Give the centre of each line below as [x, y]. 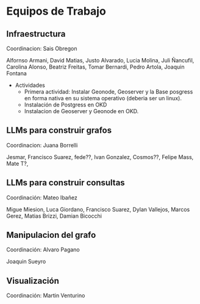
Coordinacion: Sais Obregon [42, 48]
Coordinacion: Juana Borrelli [42, 145]
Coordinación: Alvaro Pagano [43, 250]
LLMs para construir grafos [59, 131]
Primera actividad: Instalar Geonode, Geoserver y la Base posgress [109, 92]
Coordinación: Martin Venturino [46, 295]
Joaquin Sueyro [26, 262]
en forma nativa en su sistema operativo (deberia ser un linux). [103, 98]
